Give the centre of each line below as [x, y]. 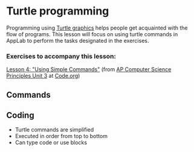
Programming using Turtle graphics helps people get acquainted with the [97, 28]
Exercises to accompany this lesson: [61, 56]
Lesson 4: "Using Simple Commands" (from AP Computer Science [89, 69]
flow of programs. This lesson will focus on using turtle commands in [92, 34]
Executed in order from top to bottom [61, 136]
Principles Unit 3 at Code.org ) [43, 76]
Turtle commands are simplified [54, 130]
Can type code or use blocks [51, 142]
